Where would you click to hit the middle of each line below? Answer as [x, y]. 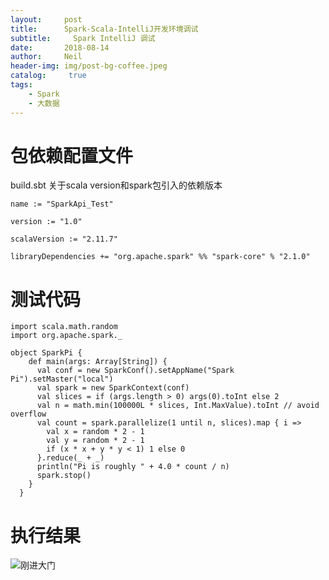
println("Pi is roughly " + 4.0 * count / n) [133, 467]
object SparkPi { [46, 353]
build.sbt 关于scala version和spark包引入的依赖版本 [116, 185]
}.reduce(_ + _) [70, 458]
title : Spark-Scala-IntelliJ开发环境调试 [104, 29]
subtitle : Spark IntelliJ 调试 [83, 38]
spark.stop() [64, 476]
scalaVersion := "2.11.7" [64, 239]
